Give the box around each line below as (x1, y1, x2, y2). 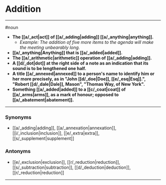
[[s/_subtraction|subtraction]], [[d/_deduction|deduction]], (12, 164, 131, 170)
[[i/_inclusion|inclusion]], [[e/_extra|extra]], (12, 130, 100, 136)
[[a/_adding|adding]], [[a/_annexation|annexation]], (12, 125, 117, 131)
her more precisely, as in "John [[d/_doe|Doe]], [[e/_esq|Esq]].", (12, 75, 146, 82)
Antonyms (5, 148, 31, 155)
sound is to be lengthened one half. (12, 65, 86, 71)
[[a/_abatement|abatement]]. (12, 97, 74, 103)
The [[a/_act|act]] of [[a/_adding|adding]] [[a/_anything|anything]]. (12, 34, 154, 40)
